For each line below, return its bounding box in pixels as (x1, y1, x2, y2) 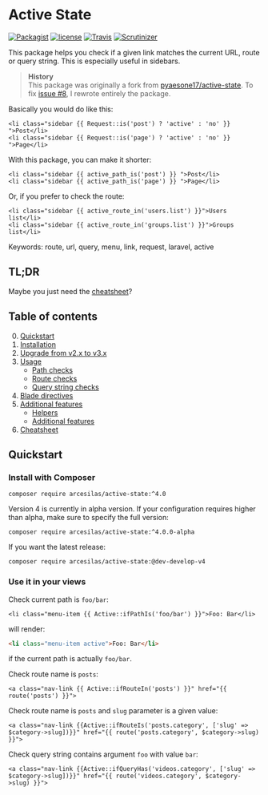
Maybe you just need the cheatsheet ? (8, 286, 133, 296)
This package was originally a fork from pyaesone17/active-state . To (27, 80, 254, 90)
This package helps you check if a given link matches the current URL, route (8, 47, 260, 57)
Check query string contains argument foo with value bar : (8, 749, 198, 759)
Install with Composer (8, 471, 96, 482)
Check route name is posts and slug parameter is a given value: (8, 706, 218, 716)
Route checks (31, 373, 78, 383)
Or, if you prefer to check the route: (8, 191, 125, 201)
